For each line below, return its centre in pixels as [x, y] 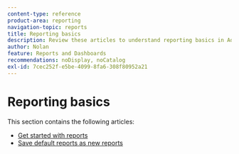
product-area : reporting [44, 21]
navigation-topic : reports [47, 27]
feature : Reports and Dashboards [57, 54]
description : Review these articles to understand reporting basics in [116, 40]
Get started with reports [53, 135]
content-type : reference [44, 14]
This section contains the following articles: [71, 121]
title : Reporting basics [44, 34]
